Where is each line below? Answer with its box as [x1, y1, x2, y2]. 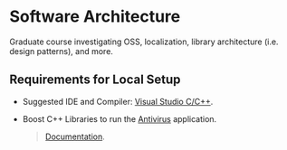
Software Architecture [9, 6, 181, 27]
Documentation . [44, 131, 106, 142]
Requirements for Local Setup [9, 72, 181, 88]
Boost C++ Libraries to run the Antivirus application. [22, 113, 217, 124]
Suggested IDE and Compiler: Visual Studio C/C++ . [22, 96, 214, 107]
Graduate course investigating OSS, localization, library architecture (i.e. [9, 36, 279, 47]
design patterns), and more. [9, 45, 113, 56]
